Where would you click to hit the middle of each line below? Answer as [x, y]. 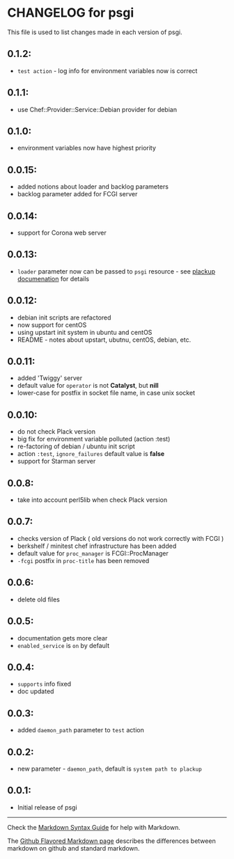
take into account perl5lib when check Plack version [92, 500]
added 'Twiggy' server [49, 378]
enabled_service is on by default [63, 645]
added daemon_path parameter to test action [80, 730]
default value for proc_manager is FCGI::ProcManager [93, 553]
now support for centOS [52, 324]
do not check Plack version [56, 432]
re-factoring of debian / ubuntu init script [76, 446]
